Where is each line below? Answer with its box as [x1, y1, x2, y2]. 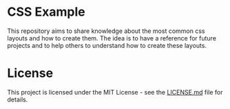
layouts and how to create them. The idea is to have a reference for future [7, 34, 217, 42]
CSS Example [7, 4, 85, 20]
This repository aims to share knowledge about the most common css [7, 27, 205, 35]
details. [7, 95, 28, 104]
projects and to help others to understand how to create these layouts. [7, 41, 207, 49]
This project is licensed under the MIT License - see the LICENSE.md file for [7, 88, 223, 96]
